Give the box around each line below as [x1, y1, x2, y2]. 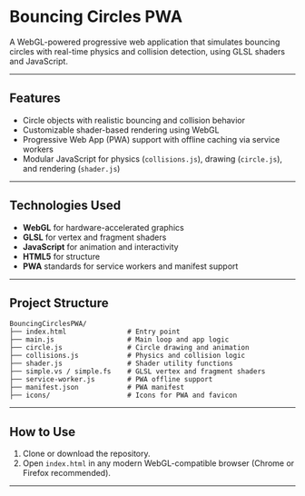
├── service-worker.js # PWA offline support [9, 375, 213, 384]
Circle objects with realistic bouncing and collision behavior [22, 114, 246, 125]
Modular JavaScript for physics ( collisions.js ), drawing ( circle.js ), [22, 153, 283, 164]
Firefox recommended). [22, 468, 112, 479]
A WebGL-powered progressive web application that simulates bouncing [9, 36, 280, 47]
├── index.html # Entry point [9, 327, 181, 337]
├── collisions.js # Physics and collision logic [9, 352, 246, 361]
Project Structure [9, 295, 109, 311]
